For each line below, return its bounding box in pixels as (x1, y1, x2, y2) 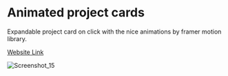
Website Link (7, 48, 44, 56)
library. (7, 34, 28, 42)
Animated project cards (7, 5, 145, 21)
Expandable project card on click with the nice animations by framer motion (7, 27, 222, 36)
